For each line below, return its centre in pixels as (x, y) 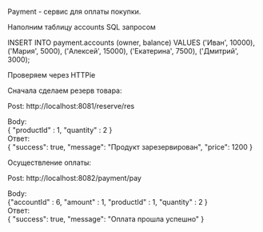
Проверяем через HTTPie (52, 75)
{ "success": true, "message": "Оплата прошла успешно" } (106, 219)
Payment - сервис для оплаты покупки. (74, 12)
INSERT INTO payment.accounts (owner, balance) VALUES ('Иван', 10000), (131, 42)
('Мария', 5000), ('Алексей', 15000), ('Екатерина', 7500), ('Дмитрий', (123, 51)
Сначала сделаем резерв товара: (65, 90)
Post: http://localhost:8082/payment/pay (74, 178)
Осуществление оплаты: (49, 162)
